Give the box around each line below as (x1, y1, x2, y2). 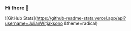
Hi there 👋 (5, 4, 30, 11)
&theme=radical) (64, 20, 98, 26)
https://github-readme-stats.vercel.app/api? (36, 15, 126, 21)
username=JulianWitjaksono (5, 20, 63, 26)
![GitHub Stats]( (5, 15, 37, 21)
